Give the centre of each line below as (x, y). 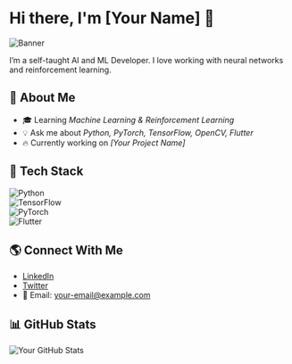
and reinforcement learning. (60, 70)
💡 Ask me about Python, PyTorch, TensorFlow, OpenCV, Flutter (138, 132)
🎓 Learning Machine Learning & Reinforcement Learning (128, 120)
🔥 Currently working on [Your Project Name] (104, 143)
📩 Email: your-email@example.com (86, 295)
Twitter (35, 285)
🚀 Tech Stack (46, 172)
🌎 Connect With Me (66, 250)
